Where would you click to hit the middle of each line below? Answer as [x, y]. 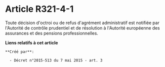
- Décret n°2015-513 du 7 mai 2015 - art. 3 [56, 60]
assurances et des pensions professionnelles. [52, 33]
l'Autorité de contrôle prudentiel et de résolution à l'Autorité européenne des [82, 28]
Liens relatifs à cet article [32, 42]
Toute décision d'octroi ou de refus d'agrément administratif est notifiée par [82, 23]
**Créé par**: [20, 52]
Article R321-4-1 [40, 9]
